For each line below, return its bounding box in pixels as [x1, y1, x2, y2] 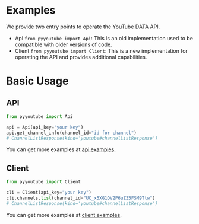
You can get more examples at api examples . [6, 146, 116, 153]
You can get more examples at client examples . [6, 211, 122, 218]
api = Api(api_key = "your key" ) [6, 124, 84, 130]
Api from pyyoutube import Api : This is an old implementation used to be [14, 34, 193, 41]
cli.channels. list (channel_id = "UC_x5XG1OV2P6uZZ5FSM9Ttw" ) [6, 195, 156, 201]
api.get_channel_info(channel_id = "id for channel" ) [6, 130, 137, 136]
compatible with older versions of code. [14, 41, 112, 48]
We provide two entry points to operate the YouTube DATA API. [6, 23, 160, 30]
